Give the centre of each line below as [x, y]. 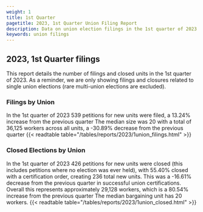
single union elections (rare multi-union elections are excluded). [86, 86]
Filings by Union [31, 102]
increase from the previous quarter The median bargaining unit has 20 [94, 196]
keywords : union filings [38, 35]
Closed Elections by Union [46, 150]
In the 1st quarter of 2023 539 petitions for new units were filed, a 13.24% [98, 115]
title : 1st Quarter [31, 18]
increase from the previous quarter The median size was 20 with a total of [99, 122]
